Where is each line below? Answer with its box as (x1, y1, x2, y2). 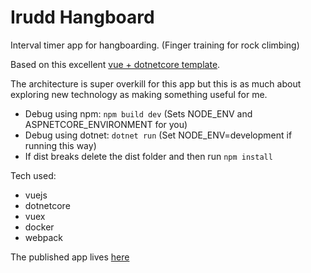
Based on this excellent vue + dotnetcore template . (10, 58, 221, 70)
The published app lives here (10, 251, 130, 263)
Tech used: (10, 169, 57, 181)
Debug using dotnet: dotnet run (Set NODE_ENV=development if (24, 129, 293, 141)
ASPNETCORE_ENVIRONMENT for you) (24, 118, 188, 130)
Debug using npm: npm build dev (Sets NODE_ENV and (24, 107, 253, 120)
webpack (24, 231, 63, 243)
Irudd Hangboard (10, 6, 155, 29)
